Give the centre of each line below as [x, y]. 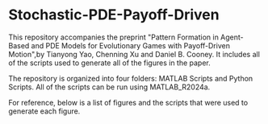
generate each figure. [44, 111]
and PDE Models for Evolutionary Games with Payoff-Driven [130, 45]
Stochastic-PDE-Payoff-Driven [114, 15]
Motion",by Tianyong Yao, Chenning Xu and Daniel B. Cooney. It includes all [134, 54]
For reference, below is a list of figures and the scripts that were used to [128, 102]
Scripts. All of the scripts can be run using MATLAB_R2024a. [109, 87]
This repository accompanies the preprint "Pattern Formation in [114, 37]
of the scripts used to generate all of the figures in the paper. [110, 63]
